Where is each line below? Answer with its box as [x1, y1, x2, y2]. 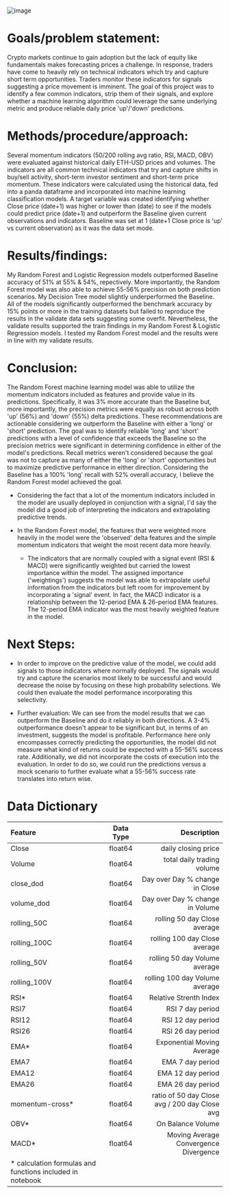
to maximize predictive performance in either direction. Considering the [7, 463, 209, 471]
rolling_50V [10, 957, 48, 967]
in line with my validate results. [7, 336, 94, 344]
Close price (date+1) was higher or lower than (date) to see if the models [7, 202, 212, 210]
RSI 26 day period [162, 1026, 220, 1035]
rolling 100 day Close [150, 933, 220, 943]
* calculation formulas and [10, 1158, 97, 1168]
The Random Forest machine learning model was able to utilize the [7, 383, 195, 391]
